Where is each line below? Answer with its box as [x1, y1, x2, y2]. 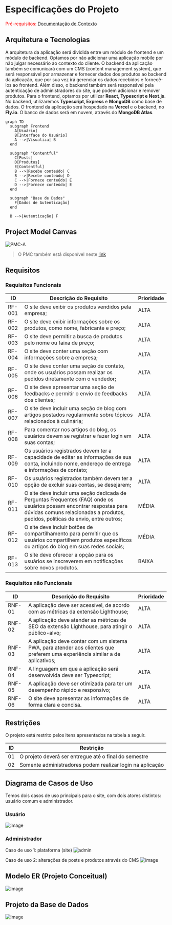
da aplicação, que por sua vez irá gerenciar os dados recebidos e [5, 76, 144, 83]
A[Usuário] [14, 128, 38, 133]
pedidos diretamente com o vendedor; [24, 375, 117, 382]
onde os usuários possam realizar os [24, 369, 113, 376]
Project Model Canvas [5, 228, 77, 236]
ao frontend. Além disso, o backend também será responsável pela [12, 82, 154, 88]
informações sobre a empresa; [24, 354, 98, 361]
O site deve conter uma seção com [24, 348, 109, 355]
